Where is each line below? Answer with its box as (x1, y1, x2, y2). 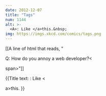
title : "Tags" (5, 12, 36, 17)
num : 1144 (5, 17, 26, 22)
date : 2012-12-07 (5, 7, 42, 13)
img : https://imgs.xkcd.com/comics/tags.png (5, 31, 101, 36)
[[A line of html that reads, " (5, 46, 64, 51)
